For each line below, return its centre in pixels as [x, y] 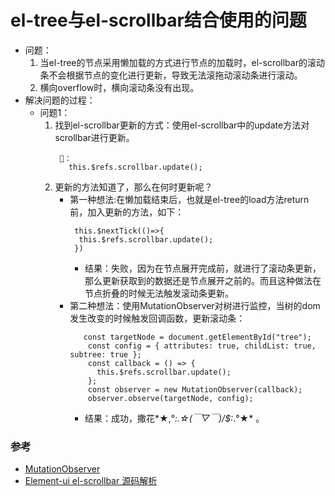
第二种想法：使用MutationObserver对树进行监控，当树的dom [195, 305]
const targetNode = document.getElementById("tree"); [197, 337]
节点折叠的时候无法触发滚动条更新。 [159, 293]
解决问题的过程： [60, 100]
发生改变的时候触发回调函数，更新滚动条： [157, 318]
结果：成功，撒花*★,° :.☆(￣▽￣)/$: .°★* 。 [174, 418]
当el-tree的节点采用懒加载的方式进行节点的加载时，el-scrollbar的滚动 [182, 62]
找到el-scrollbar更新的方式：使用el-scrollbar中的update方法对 [182, 125]
